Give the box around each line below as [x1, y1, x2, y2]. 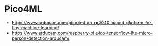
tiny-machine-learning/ [11, 24, 59, 30]
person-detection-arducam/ [11, 35, 70, 41]
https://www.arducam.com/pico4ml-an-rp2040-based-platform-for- [11, 20, 153, 25]
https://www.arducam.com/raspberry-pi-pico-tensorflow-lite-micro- [11, 30, 153, 36]
